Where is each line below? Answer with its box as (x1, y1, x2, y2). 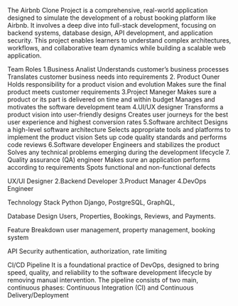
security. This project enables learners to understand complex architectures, (7, 36, 232, 45)
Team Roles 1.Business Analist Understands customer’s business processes (7, 65, 229, 73)
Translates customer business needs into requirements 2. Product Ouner (7, 72, 220, 81)
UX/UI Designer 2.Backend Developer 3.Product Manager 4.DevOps (7, 177, 207, 185)
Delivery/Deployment (7, 291, 69, 299)
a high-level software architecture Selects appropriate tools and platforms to (7, 126, 231, 133)
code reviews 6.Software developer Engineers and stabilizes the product (7, 141, 220, 148)
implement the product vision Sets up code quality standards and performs (7, 133, 227, 141)
